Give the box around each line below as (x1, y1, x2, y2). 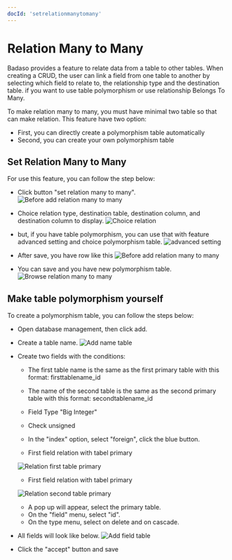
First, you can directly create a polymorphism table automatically (17, 128, 205, 137)
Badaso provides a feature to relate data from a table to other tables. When (7, 64, 224, 72)
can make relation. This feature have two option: (7, 114, 147, 123)
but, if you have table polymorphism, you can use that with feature (17, 230, 210, 239)
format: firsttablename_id (27, 373, 101, 382)
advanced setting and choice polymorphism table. (17, 238, 163, 246)
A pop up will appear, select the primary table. (27, 503, 161, 512)
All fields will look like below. (17, 531, 100, 540)
